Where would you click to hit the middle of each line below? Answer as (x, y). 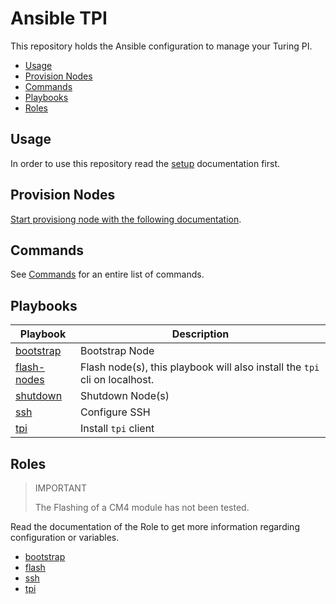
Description (200, 334)
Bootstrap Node (117, 351)
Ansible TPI (59, 18)
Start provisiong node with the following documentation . (126, 219)
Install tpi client (117, 429)
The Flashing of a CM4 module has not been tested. (142, 507)
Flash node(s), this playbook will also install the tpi (200, 367)
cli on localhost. (117, 380)
